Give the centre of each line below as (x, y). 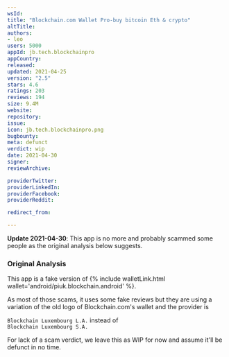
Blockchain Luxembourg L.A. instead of (63, 320)
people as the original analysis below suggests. (75, 246)
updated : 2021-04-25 (37, 71)
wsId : (15, 14)
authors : (20, 33)
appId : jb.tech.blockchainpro (51, 53)
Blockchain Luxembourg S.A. (48, 327)
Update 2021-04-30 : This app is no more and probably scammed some (110, 238)
